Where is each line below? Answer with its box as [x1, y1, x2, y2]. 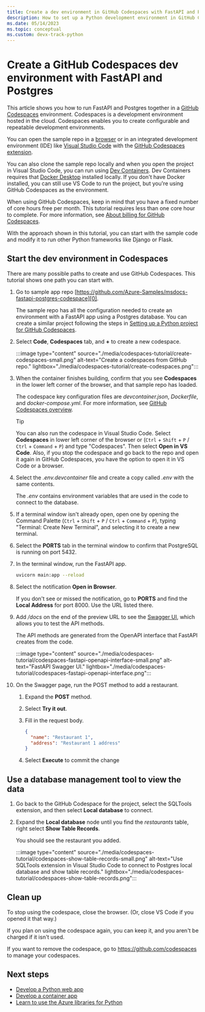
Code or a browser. [15, 462, 64, 469]
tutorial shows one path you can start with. [7, 276, 114, 284]
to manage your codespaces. [7, 952, 80, 959]
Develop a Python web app [15, 985, 84, 993]
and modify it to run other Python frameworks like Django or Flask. [7, 236, 174, 243]
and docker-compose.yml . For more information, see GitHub [15, 399, 167, 406]
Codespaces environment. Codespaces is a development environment [7, 111, 183, 118]
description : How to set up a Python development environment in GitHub [7, 15, 195, 21]
